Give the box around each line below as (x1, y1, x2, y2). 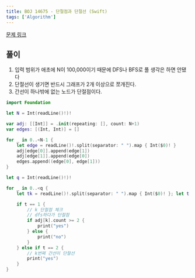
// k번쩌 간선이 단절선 (27, 250, 75, 256)
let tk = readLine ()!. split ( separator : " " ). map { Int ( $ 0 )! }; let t (16, 191, 190, 197)
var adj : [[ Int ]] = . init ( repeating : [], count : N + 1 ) (6, 121, 140, 127)
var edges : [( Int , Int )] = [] (6, 126, 80, 132)
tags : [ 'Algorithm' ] (6, 14, 57, 20)
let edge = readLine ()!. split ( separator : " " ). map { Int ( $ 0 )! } (16, 142, 176, 148)
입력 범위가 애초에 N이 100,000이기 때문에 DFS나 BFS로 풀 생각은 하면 (14, 66, 176, 73)
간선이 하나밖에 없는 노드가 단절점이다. (14, 88, 102, 95)
